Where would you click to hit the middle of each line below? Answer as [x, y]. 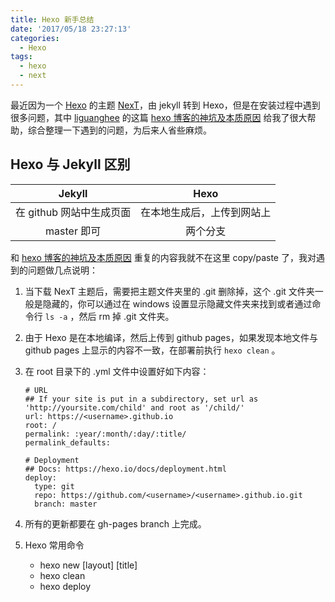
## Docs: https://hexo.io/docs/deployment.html [125, 469]
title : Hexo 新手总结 [52, 19]
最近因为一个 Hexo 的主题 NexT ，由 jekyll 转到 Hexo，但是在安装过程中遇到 [165, 105]
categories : [35, 38]
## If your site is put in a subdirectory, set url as [141, 399]
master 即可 [73, 231]
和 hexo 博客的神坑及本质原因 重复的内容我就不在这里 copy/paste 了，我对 [163, 257]
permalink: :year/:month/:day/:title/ [105, 434]
